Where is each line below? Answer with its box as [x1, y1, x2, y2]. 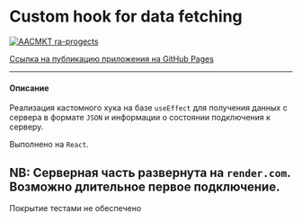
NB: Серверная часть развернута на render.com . [9, 164, 291, 181]
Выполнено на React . [9, 139, 89, 150]
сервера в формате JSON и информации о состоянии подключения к [9, 112, 271, 123]
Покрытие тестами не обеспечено [9, 202, 142, 213]
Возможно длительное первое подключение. [9, 179, 280, 194]
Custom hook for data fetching [9, 6, 243, 27]
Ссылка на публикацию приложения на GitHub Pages [9, 53, 214, 64]
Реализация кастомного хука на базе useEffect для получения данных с [9, 102, 288, 113]
